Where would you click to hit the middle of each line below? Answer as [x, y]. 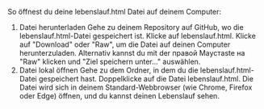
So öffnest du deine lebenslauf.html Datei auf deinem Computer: [115, 12]
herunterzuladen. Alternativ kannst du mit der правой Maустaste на [132, 53]
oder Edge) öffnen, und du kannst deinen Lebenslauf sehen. [119, 96]
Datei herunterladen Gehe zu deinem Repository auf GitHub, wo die [131, 27]
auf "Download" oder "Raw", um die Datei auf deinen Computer [125, 44]
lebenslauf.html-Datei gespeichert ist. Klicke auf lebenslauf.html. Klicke [137, 36]
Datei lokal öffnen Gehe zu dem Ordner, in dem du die [109, 70]
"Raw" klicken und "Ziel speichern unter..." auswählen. [110, 61]
